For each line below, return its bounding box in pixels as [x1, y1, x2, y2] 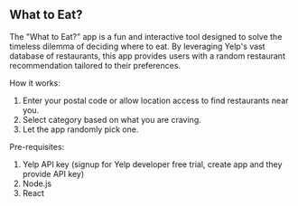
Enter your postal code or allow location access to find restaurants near [22, 95, 289, 106]
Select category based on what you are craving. [22, 114, 201, 125]
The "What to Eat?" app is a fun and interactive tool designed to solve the [9, 31, 283, 42]
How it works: [9, 77, 61, 89]
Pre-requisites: [9, 141, 65, 152]
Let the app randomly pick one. [22, 124, 139, 135]
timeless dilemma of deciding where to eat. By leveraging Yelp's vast [9, 41, 265, 51]
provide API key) [22, 168, 84, 179]
